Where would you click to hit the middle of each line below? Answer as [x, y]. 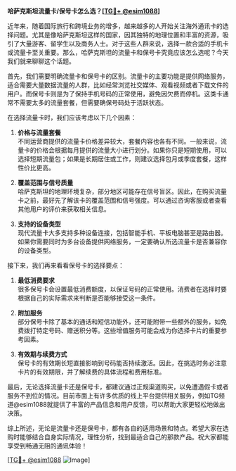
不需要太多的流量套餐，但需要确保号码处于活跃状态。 [90, 102]
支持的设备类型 [39, 224]
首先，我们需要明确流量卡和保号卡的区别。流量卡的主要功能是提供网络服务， [118, 76]
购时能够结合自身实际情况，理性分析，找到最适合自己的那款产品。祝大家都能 [118, 437]
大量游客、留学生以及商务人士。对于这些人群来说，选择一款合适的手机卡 [124, 44]
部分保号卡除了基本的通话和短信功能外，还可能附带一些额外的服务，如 [119, 322]
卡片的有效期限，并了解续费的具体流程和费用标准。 [91, 372]
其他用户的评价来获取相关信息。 [64, 209]
